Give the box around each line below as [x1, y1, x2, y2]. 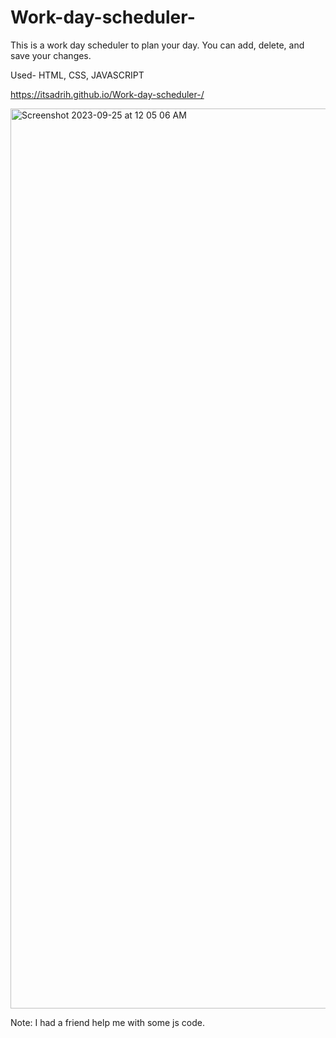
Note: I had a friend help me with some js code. [10, 1016, 205, 1028]
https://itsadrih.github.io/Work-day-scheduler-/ [10, 88, 205, 100]
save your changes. [10, 49, 92, 61]
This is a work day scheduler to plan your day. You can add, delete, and [10, 39, 305, 51]
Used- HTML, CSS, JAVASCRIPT [10, 69, 145, 81]
